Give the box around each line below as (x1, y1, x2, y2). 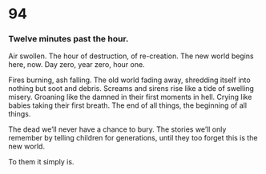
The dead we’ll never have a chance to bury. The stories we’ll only (8, 125, 227, 134)
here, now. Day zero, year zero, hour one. (8, 60, 146, 69)
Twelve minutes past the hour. (8, 34, 129, 45)
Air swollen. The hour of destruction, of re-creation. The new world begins (8, 51, 254, 61)
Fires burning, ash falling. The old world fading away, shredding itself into (8, 75, 251, 85)
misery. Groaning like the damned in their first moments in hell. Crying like (8, 93, 252, 102)
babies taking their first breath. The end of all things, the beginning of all (8, 101, 247, 110)
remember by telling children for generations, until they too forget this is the (8, 133, 258, 143)
